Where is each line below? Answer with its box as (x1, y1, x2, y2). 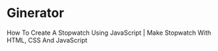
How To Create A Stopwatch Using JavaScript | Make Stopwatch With (6, 28, 212, 37)
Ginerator (6, 5, 65, 21)
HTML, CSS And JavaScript (6, 35, 88, 44)
